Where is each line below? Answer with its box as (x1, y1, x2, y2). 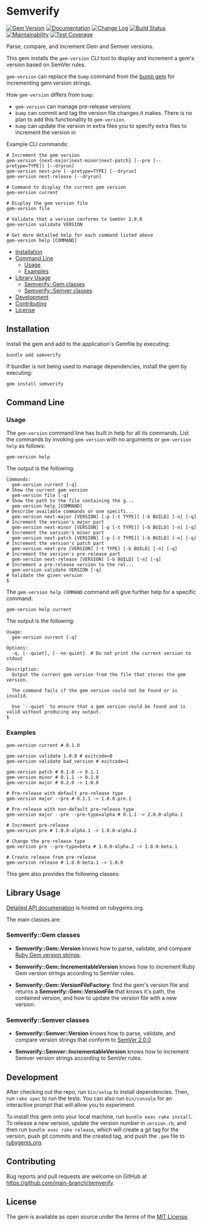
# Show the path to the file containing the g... (6, 498, 135, 504)
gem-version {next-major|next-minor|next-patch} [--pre (6, 157, 150, 164)
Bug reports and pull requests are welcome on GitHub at (6, 1172, 147, 1180)
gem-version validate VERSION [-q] (12, 567, 102, 573)
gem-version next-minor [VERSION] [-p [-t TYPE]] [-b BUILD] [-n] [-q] (12, 525, 197, 531)
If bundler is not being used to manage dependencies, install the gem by (6, 362, 187, 370)
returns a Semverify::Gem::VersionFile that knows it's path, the (15, 987, 175, 995)
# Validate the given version (6, 572, 83, 579)
